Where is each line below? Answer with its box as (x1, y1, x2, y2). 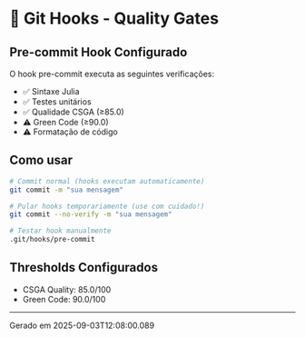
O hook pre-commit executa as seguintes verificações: (9, 68, 215, 79)
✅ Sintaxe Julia (22, 86, 80, 96)
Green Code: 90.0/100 (22, 293, 106, 304)
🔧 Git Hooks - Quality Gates (9, 8, 220, 29)
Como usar (9, 153, 74, 168)
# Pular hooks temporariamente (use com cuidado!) (9, 202, 205, 211)
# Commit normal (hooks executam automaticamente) (9, 176, 205, 185)
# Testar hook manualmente (9, 226, 112, 235)
